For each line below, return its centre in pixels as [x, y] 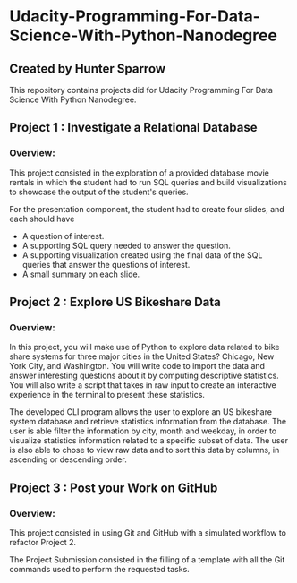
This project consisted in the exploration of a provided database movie [140, 173]
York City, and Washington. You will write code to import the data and [137, 366]
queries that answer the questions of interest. [106, 264]
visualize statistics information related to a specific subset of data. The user [149, 441]
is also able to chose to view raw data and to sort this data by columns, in [144, 450]
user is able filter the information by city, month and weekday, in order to [143, 431]
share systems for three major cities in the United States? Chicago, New [142, 356]
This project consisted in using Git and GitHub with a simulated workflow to [148, 533]
